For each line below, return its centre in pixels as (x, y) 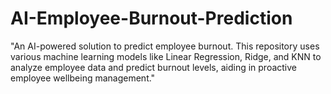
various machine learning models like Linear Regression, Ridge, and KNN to (166, 56)
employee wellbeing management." (83, 78)
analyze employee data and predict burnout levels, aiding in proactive (154, 67)
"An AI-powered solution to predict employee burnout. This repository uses (165, 46)
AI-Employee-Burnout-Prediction (151, 18)
